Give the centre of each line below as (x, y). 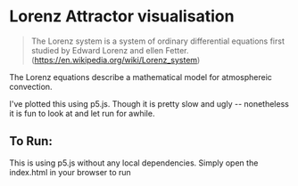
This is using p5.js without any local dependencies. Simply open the (134, 163)
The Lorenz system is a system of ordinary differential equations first (158, 41)
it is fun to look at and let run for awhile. (82, 113)
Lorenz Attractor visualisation (122, 16)
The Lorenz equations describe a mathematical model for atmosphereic (141, 77)
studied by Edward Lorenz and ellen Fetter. (110, 50)
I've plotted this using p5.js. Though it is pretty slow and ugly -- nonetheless (149, 103)
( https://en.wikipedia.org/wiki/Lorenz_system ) (116, 60)
